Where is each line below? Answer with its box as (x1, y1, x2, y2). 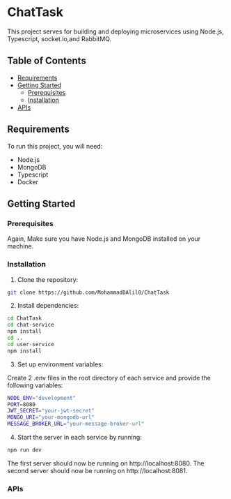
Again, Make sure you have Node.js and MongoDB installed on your (7, 234, 201, 243)
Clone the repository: (17, 275, 79, 283)
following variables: (7, 381, 63, 389)
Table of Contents (7, 55, 87, 67)
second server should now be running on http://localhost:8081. (7, 466, 188, 475)
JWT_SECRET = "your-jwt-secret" (7, 408, 95, 415)
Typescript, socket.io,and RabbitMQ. (7, 34, 112, 43)
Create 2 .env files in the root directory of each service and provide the (7, 373, 211, 382)
